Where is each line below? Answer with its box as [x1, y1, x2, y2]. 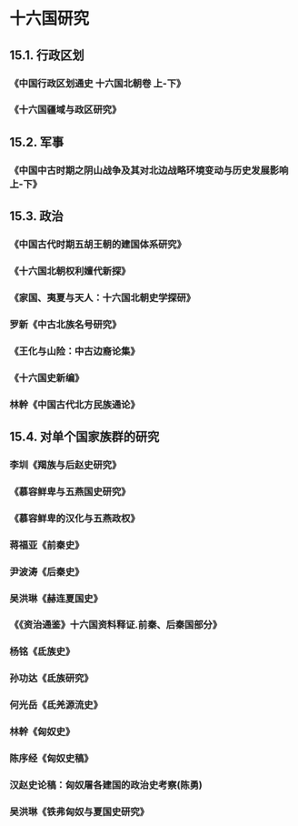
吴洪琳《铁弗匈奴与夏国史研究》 [9, 805, 150, 818]
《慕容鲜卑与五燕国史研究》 [9, 485, 131, 498]
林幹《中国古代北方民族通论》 [9, 398, 141, 410]
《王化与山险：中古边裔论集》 [9, 345, 141, 358]
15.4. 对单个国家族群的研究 [9, 428, 160, 444]
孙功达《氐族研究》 [9, 672, 94, 685]
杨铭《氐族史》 [9, 645, 75, 658]
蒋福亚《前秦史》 [9, 539, 84, 551]
